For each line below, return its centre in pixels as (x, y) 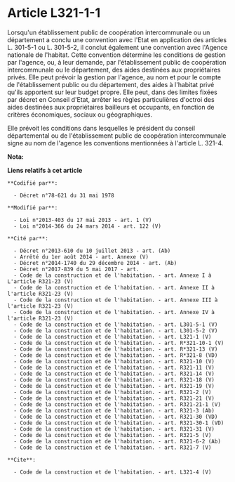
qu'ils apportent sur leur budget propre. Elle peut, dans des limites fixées (112, 92)
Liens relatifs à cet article (45, 170)
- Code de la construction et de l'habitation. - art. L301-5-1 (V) (116, 325)
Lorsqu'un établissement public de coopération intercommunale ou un (109, 32)
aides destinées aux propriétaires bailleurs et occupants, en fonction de (111, 107)
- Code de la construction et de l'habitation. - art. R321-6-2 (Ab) (117, 441)
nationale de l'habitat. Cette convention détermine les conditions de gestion (116, 55)
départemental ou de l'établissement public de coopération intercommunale (117, 136)
